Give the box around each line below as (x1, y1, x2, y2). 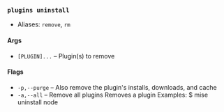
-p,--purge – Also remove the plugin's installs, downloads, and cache (17, 83, 218, 91)
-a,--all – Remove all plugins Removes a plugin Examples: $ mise (17, 90, 208, 99)
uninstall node (17, 97, 59, 106)
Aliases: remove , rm (17, 20, 71, 29)
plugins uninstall (7, 6, 70, 14)
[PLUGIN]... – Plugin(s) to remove (17, 51, 115, 60)
